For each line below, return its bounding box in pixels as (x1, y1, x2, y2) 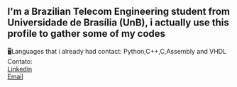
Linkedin (7, 64, 33, 73)
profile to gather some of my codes (7, 28, 165, 40)
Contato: (7, 57, 33, 66)
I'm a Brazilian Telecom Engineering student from (7, 6, 231, 18)
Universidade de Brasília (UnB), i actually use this (7, 17, 229, 29)
